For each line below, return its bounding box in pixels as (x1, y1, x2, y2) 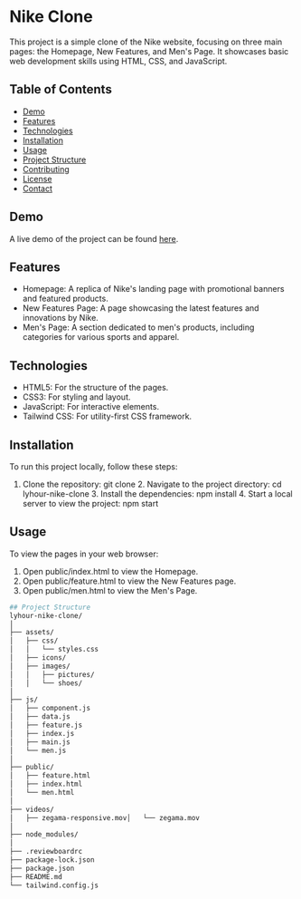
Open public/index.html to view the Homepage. (22, 565, 199, 576)
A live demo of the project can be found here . (9, 233, 179, 244)
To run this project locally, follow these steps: (9, 461, 178, 472)
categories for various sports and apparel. (22, 332, 180, 343)
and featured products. (22, 293, 108, 304)
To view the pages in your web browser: (9, 548, 159, 559)
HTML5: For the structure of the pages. (22, 382, 169, 393)
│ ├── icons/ (9, 653, 67, 662)
